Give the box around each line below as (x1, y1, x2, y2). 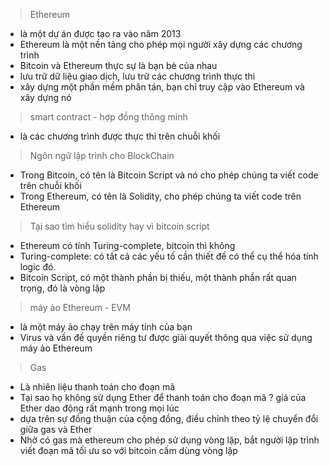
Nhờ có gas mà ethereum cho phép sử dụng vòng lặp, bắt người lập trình (19, 434, 320, 446)
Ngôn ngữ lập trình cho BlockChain (29, 150, 175, 161)
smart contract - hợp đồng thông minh (29, 111, 188, 123)
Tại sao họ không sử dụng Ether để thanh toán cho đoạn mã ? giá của (19, 392, 307, 403)
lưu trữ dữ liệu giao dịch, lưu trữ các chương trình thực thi (19, 70, 256, 82)
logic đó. (19, 261, 57, 273)
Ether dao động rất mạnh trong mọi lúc (19, 402, 180, 414)
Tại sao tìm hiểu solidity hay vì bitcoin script (29, 220, 210, 232)
